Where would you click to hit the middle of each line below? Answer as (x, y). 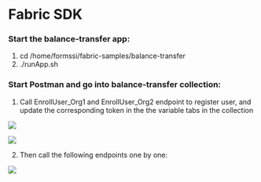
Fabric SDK (45, 15)
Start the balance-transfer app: (69, 39)
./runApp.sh (39, 64)
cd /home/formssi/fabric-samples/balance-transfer (103, 56)
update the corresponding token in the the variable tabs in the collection (136, 110)
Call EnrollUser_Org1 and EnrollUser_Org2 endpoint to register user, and (135, 102)
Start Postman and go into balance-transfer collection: (115, 85)
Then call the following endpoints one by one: (94, 155)
